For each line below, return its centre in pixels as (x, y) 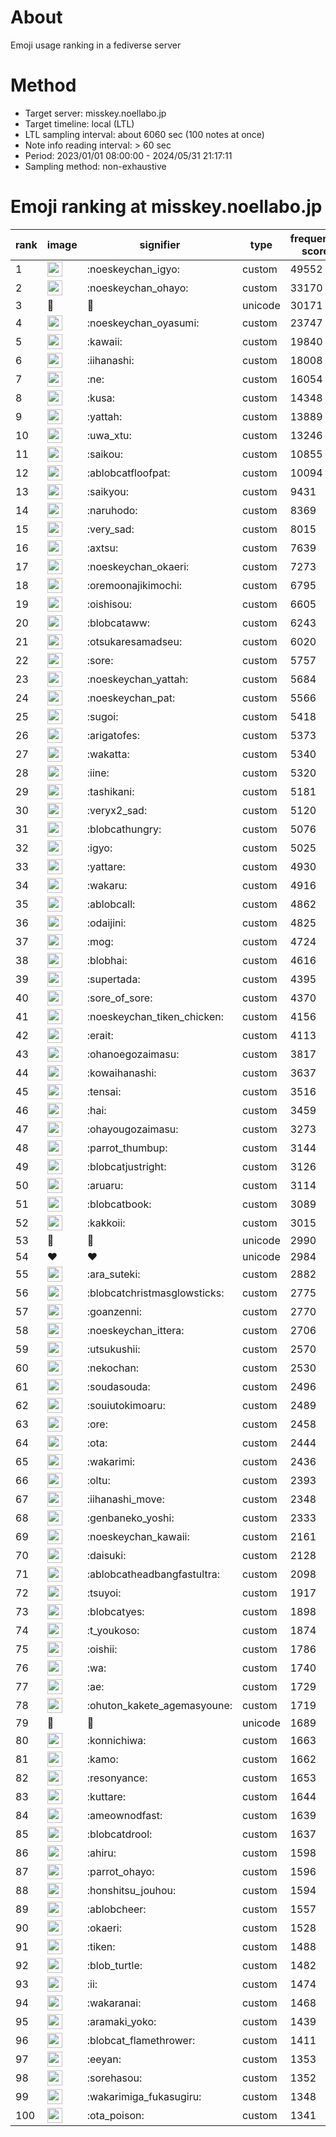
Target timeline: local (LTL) (79, 123)
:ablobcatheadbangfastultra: (153, 1574)
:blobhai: (107, 960)
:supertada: (113, 979)
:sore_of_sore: (119, 998)
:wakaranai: (114, 2003)
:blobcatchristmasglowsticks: (155, 1293)
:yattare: (106, 866)
